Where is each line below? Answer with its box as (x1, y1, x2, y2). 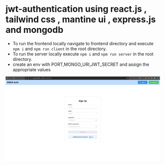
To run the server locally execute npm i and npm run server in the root (12, 51, 154, 57)
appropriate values (12, 66, 51, 72)
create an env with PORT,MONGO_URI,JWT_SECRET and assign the (12, 61, 150, 67)
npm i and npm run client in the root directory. (12, 46, 107, 52)
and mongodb (5, 25, 64, 35)
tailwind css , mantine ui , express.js (5, 14, 156, 25)
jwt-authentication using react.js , (5, 3, 147, 15)
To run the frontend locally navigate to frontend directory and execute (12, 40, 154, 46)
